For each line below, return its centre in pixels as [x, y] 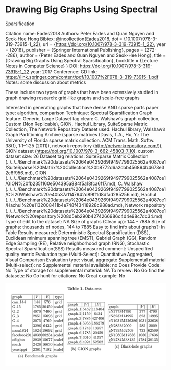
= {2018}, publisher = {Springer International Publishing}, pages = [75, 50]
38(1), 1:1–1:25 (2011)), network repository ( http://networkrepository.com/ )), [84, 145]
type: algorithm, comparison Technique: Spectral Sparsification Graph [79, 113]
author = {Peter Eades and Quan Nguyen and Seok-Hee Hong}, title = [93, 55]
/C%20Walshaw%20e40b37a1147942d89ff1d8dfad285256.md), [73, 194]
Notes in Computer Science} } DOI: [42, 66]
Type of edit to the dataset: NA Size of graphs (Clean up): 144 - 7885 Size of [86, 221]
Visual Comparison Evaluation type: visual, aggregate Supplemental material [86, 260]
